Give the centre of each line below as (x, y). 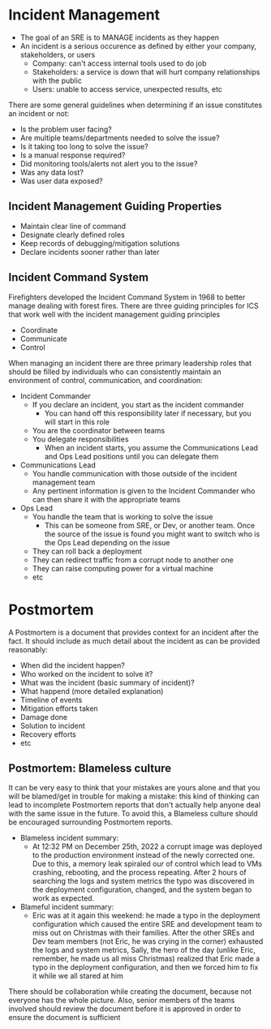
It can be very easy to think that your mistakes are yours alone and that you (134, 788)
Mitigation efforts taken (59, 708)
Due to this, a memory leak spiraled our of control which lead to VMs (147, 864)
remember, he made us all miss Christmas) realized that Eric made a (146, 958)
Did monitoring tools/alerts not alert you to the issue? (109, 163)
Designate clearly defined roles (73, 235)
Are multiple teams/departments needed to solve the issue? (120, 138)
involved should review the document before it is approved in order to (125, 1009)
